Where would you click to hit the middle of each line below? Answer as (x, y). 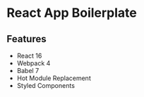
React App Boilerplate (72, 13)
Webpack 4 (34, 63)
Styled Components (46, 85)
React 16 (29, 56)
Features (26, 39)
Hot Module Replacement (54, 78)
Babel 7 (28, 71)
